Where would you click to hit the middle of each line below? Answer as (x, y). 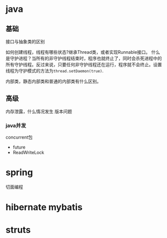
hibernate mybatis (44, 207)
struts (18, 230)
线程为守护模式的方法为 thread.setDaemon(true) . (55, 71)
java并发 (16, 125)
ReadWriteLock (28, 153)
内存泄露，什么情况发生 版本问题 (39, 111)
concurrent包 (19, 137)
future (19, 147)
